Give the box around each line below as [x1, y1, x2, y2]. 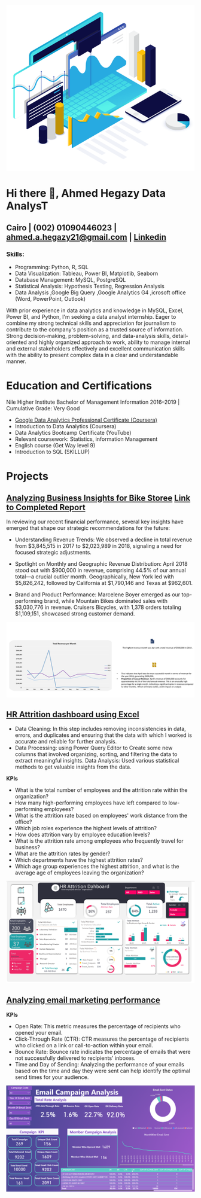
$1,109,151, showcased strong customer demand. [14, 610, 135, 617]
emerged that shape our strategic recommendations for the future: [6, 525, 170, 532]
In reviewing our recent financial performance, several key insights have [6, 518, 184, 525]
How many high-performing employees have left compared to [14, 799, 167, 806]
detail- [172, 333, 188, 340]
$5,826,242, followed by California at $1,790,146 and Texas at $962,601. [14, 580, 193, 587]
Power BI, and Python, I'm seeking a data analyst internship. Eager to [6, 313, 176, 321]
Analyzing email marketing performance [6, 995, 160, 1005]
